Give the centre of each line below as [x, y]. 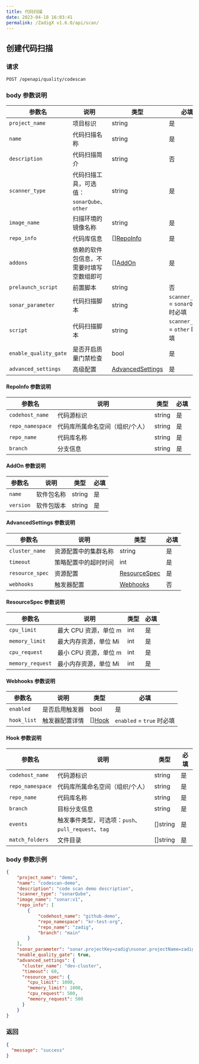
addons [18, 263]
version [20, 505]
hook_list [23, 720]
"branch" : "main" [59, 933]
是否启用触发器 [63, 709]
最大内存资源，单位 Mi [88, 642]
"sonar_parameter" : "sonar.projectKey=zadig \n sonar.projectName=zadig [106, 949]
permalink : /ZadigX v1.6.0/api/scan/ [53, 23]
